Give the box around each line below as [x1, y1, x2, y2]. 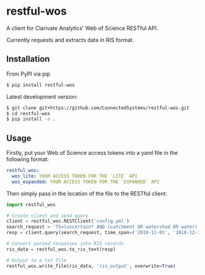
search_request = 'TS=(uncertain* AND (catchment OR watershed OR [6, 224, 179, 230]
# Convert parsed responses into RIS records [6, 241, 124, 247]
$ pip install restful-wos [6, 82, 75, 88]
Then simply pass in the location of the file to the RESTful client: [6, 190, 168, 197]
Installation [6, 54, 50, 65]
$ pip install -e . [6, 116, 56, 123]
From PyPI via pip [6, 70, 51, 77]
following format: [6, 155, 49, 163]
